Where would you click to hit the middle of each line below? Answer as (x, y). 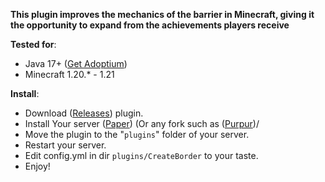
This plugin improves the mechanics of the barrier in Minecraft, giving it (162, 14)
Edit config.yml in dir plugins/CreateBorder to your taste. (141, 155)
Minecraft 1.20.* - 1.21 (69, 74)
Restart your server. (65, 145)
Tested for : (33, 44)
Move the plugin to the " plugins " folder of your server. (137, 134)
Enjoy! (37, 166)
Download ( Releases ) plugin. (84, 113)
